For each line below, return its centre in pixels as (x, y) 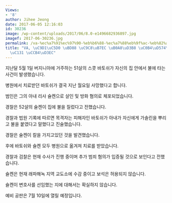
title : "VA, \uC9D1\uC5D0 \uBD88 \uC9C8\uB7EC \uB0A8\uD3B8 (71, 48)
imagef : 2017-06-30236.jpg (34, 39)
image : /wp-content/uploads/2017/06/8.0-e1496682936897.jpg (71, 34)
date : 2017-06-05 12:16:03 (34, 24)
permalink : (17, 43)
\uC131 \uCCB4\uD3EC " (33, 53)
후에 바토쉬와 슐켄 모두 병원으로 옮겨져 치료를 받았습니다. (62, 145)
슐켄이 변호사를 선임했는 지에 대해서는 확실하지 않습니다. (61, 185)
